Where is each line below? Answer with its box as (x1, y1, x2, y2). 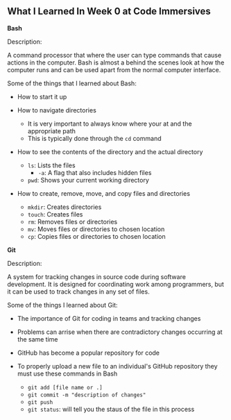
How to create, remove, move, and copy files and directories (17, 189, 191, 197)
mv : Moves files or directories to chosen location (27, 225, 165, 233)
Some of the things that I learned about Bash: (7, 79, 137, 87)
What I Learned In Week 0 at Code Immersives (7, 6, 212, 17)
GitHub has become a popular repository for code (17, 348, 160, 357)
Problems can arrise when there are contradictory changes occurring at (17, 328, 223, 336)
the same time (17, 335, 58, 343)
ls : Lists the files (27, 161, 76, 169)
